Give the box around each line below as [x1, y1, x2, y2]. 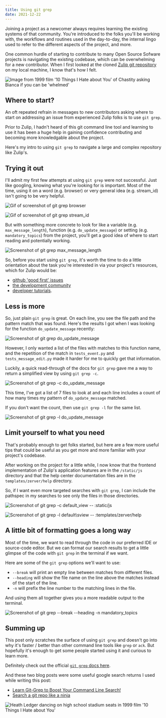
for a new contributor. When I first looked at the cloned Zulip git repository [5, 62, 157, 68]
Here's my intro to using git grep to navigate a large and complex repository [5, 144, 162, 150]
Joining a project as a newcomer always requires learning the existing [5, 25, 148, 31]
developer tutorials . [12, 287, 52, 293]
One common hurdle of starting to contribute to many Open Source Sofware [5, 51, 161, 57]
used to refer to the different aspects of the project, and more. [5, 41, 132, 47]
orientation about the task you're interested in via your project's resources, [5, 262, 158, 268]
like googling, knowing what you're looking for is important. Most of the [5, 182, 151, 189]
